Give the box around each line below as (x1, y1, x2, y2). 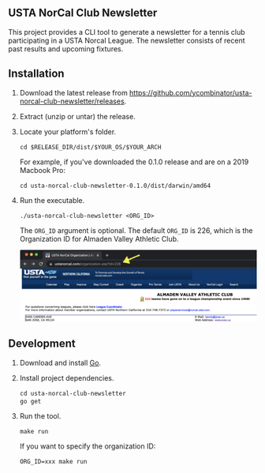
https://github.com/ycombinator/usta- (129, 88, 252, 97)
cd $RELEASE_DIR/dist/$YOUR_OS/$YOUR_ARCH (19, 143, 162, 151)
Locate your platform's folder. (19, 126, 117, 137)
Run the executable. (19, 195, 85, 205)
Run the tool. (19, 411, 62, 421)
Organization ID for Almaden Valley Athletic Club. (19, 234, 179, 243)
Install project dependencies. (19, 373, 114, 382)
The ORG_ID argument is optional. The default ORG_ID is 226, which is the (19, 225, 253, 235)
